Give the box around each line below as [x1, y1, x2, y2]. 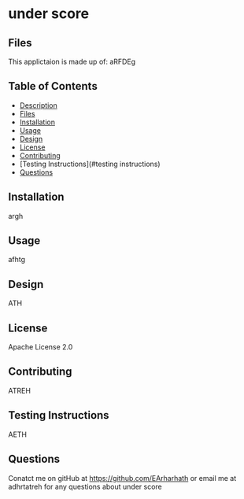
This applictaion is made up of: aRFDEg [8, 57, 136, 66]
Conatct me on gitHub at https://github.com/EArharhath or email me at [8, 473, 237, 482]
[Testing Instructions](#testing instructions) [19, 159, 161, 168]
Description [19, 100, 57, 110]
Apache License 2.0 [8, 342, 73, 352]
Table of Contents [8, 79, 98, 93]
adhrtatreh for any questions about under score [8, 482, 163, 491]
